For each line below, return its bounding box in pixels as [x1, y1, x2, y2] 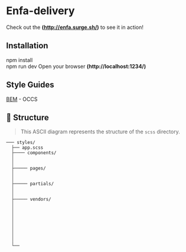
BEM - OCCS [6, 96, 38, 103]
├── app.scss [11, 145, 44, 151]
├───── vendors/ [11, 197, 51, 202]
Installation [6, 41, 48, 51]
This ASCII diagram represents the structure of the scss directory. [20, 128, 180, 135]
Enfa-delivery [6, 4, 75, 18]
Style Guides [6, 80, 54, 90]
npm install [6, 56, 33, 63]
